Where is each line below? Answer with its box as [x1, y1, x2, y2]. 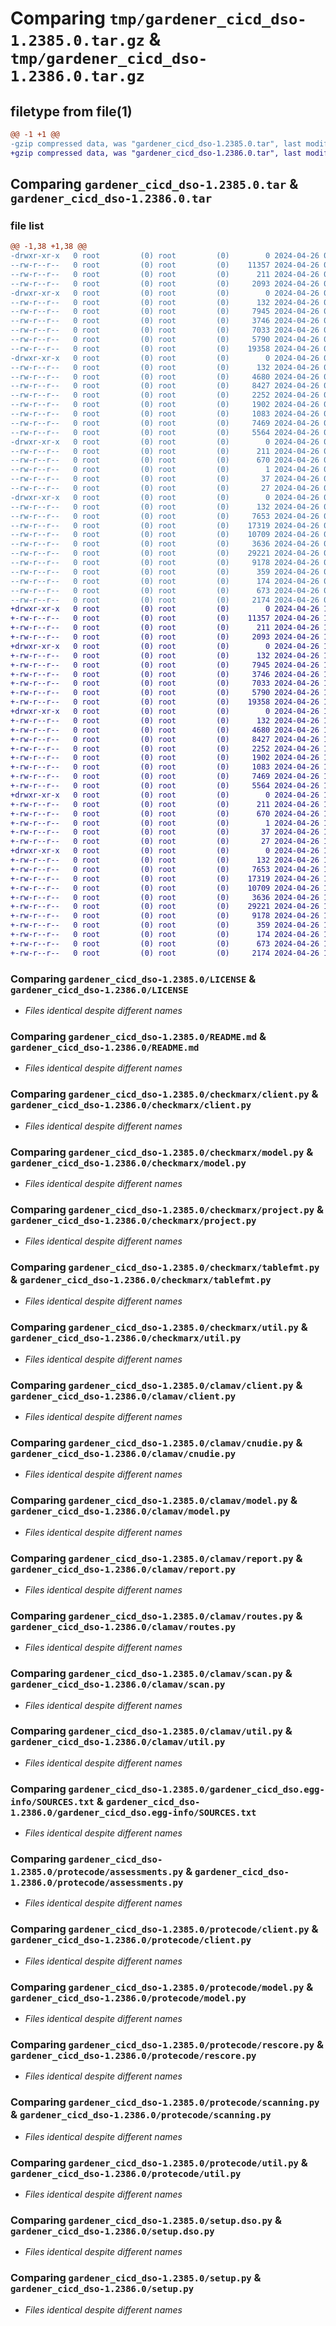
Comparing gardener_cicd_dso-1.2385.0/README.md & [10, 1029, 267, 1043]
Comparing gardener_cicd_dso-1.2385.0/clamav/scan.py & [10, 1667, 293, 1681]
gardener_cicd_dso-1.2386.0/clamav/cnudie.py [10, 1448, 237, 1459]
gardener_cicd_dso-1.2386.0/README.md [10, 1042, 200, 1053]
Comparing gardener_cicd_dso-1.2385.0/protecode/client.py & [10, 1922, 319, 1936]
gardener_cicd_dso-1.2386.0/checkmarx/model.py [10, 1157, 247, 1169]
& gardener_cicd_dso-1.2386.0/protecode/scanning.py [10, 2108, 272, 2122]
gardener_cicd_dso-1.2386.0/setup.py [10, 2283, 195, 2295]
